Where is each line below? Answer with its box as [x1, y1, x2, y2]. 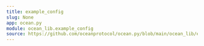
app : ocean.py [6, 20, 42, 26]
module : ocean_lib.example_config [6, 25, 94, 32]
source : [6, 31, 26, 37]
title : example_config [6, 8, 64, 15]
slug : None [6, 14, 34, 20]
